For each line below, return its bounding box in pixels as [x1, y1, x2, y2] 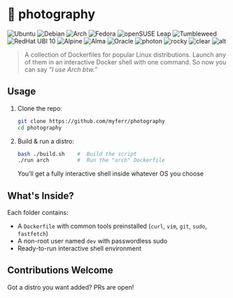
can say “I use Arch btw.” [24, 65, 98, 73]
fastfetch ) [17, 229, 49, 238]
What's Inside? [7, 190, 75, 201]
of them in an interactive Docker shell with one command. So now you [24, 57, 227, 66]
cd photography [17, 124, 62, 132]
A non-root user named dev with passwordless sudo [17, 237, 168, 246]
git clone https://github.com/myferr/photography [17, 118, 166, 125]
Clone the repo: [17, 104, 63, 113]
